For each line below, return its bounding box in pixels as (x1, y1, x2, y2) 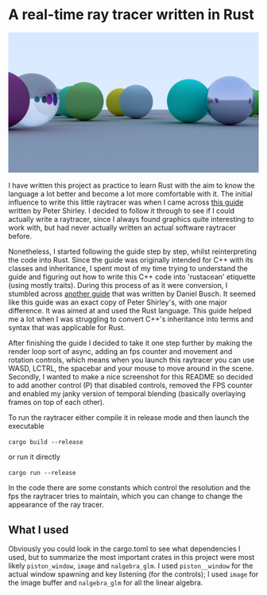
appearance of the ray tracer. (8, 500, 105, 510)
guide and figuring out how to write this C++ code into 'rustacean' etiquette (8, 272, 256, 282)
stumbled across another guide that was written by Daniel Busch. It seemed (8, 289, 256, 299)
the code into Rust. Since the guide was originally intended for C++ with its (8, 255, 253, 265)
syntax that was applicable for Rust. (8, 323, 126, 332)
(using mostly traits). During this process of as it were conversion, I (8, 281, 228, 290)
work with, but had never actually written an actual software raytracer (8, 223, 237, 232)
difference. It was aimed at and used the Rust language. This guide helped (8, 306, 252, 316)
